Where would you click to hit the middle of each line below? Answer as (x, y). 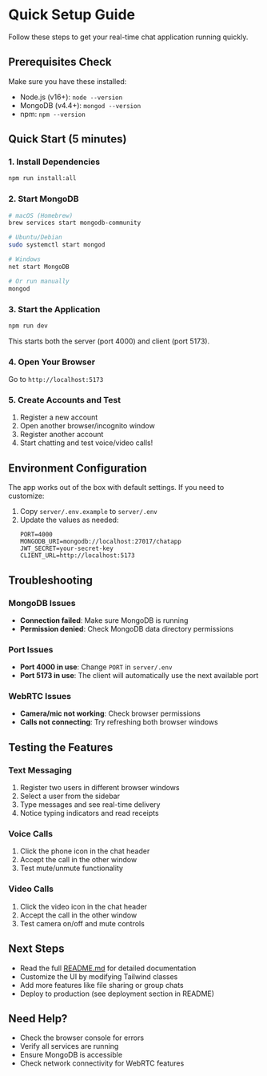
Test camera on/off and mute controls (82, 923)
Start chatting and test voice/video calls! (86, 443)
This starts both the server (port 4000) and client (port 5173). (109, 341)
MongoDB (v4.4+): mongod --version (80, 105)
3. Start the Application (54, 309)
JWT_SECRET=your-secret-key (66, 549)
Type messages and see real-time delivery (90, 805)
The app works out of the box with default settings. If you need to (116, 488)
